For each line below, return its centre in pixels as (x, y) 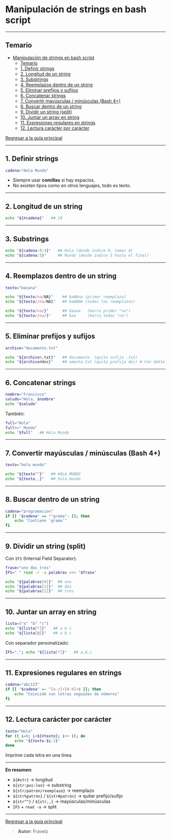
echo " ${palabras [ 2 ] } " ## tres (39, 591)
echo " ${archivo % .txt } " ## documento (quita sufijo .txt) (72, 357)
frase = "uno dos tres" (28, 568)
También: (15, 414)
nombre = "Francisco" (26, 395)
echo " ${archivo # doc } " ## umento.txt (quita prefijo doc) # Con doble (85, 362)
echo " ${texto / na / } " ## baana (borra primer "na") (68, 311)
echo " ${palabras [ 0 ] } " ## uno (38, 582)
